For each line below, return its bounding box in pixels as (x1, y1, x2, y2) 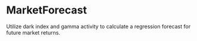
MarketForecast (6, 4, 87, 17)
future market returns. (6, 29, 61, 36)
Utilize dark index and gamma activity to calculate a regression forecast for (6, 23, 191, 30)
